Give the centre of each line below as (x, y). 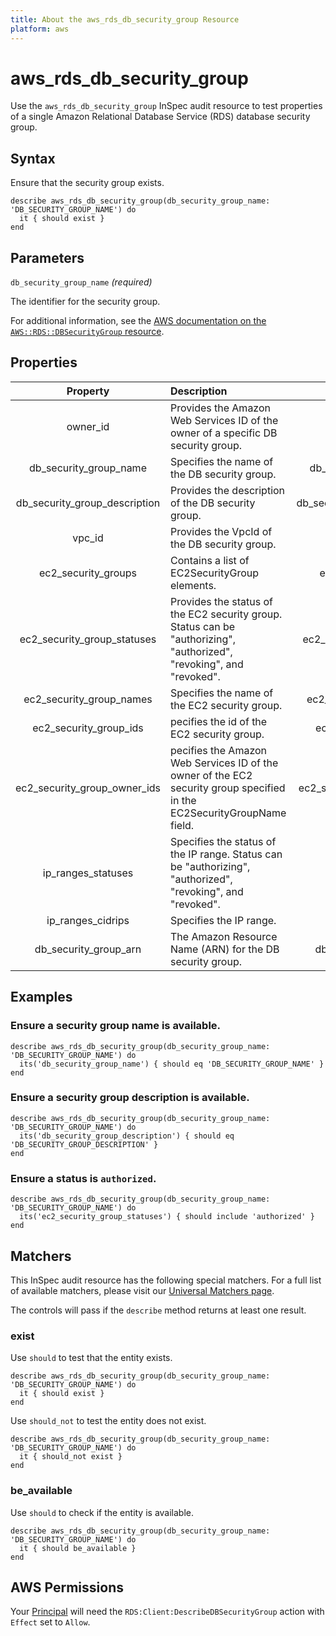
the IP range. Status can (226, 854)
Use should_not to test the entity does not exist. (108, 1421)
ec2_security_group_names (88, 699)
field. (182, 825)
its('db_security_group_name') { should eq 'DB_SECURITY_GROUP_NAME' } (172, 1064)
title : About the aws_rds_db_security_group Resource (125, 19)
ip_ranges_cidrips (88, 920)
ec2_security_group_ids (88, 728)
